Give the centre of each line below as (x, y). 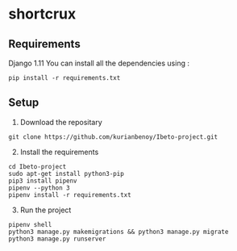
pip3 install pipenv (43, 181)
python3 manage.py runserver (57, 239)
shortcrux (42, 14)
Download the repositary (61, 122)
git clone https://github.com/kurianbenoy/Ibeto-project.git (113, 137)
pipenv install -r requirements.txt (70, 195)
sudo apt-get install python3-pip (67, 174)
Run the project (46, 210)
